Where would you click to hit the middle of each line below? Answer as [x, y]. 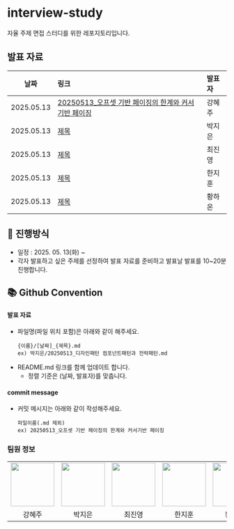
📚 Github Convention [55, 292]
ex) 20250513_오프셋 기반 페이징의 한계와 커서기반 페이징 [91, 431]
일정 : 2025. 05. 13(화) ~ [51, 252]
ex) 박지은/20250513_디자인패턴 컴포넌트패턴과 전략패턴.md [92, 353]
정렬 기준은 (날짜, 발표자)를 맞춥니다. [77, 376]
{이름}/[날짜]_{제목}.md [49, 346]
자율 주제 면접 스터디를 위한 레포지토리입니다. [69, 33]
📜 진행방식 [29, 234]
